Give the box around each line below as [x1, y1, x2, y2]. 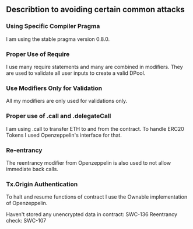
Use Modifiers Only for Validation [6, 84, 103, 92]
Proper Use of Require [6, 50, 70, 58]
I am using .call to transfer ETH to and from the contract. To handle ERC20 [6, 125, 185, 132]
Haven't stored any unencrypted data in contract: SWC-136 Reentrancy [6, 211, 178, 218]
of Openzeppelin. [6, 200, 48, 207]
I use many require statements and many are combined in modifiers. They [6, 63, 183, 70]
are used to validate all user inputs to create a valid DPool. [6, 70, 146, 77]
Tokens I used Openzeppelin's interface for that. [6, 131, 122, 138]
